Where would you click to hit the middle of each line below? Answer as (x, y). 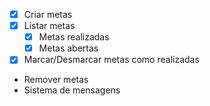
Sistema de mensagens (72, 90)
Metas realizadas (74, 37)
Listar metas (49, 26)
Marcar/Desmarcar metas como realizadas (111, 60)
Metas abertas (68, 48)
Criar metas (48, 14)
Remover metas (56, 80)
